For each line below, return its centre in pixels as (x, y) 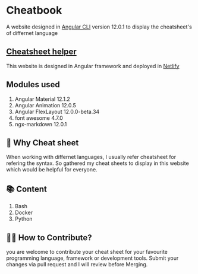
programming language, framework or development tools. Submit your (92, 258)
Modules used (33, 85)
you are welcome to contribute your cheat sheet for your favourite (87, 252)
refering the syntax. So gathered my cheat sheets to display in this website (98, 163)
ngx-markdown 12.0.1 (41, 124)
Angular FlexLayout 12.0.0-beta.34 (57, 111)
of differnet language (32, 33)
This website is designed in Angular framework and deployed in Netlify (93, 66)
